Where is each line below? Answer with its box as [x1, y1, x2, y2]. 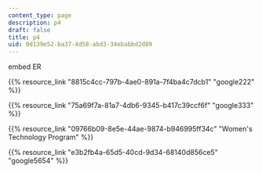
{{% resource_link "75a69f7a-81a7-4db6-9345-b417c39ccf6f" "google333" [8, 101, 254, 110]
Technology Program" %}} [8, 132, 94, 142]
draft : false [8, 26, 51, 34]
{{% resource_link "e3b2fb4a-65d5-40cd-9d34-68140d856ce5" [8, 148, 218, 157]
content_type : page [8, 11, 72, 20]
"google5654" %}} [8, 156, 69, 165]
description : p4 [8, 19, 61, 27]
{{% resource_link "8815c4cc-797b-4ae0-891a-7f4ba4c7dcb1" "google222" [8, 77, 255, 87]
